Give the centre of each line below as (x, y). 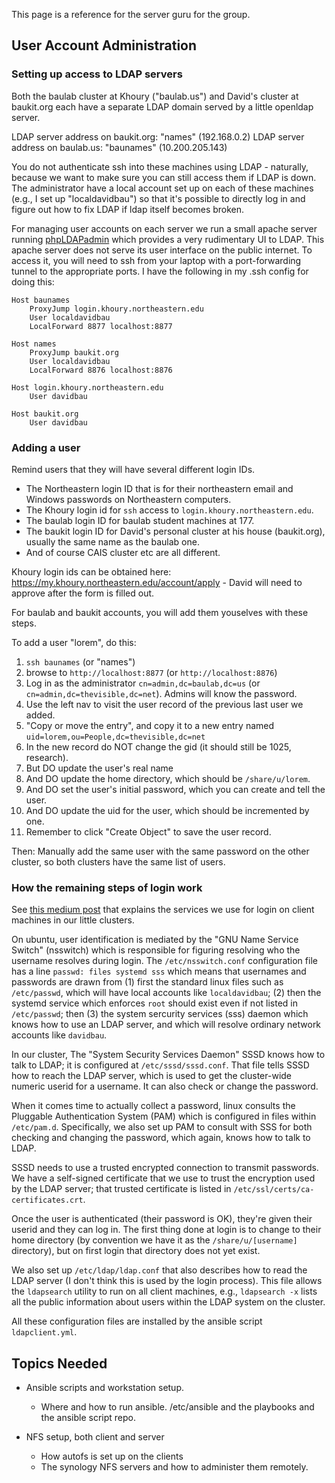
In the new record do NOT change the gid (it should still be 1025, (158, 746)
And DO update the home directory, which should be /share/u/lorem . (168, 778)
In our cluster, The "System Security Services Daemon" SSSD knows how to (168, 1055)
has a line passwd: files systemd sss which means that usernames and (159, 971)
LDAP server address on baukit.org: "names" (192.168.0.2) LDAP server (158, 136)
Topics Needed (59, 1363)
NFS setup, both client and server (95, 1437)
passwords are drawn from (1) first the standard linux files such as (147, 982)
